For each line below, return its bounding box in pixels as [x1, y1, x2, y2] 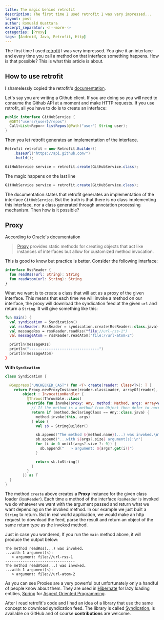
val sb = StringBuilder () [36, 423, 89, 429]
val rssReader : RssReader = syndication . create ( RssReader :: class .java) [9, 324, 159, 329]
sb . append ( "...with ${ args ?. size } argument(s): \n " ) [36, 437, 143, 442]
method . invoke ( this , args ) [36, 414, 91, 419]
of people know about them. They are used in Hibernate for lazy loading [5, 585, 150, 591]
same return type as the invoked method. [5, 522, 88, 528]
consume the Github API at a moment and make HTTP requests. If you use [5, 100, 155, 105]
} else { [31, 419, 49, 424]
